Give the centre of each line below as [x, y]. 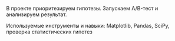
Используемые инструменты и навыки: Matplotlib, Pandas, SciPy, [88, 26]
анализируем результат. [37, 14]
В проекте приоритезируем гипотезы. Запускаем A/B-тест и [82, 8]
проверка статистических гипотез [49, 32]
